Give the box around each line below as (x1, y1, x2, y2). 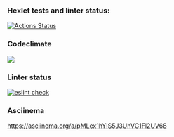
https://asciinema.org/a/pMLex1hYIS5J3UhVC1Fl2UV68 (7, 122, 167, 130)
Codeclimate (7, 39, 52, 49)
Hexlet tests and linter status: (7, 6, 110, 15)
